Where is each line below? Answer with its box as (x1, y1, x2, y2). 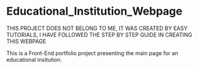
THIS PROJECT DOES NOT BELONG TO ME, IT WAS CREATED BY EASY (6, 25, 188, 32)
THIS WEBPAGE (6, 37, 47, 45)
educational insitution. (6, 56, 63, 63)
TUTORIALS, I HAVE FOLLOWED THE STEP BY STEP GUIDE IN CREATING (6, 31, 192, 38)
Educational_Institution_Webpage (6, 4, 183, 18)
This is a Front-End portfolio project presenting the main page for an (6, 49, 178, 56)
